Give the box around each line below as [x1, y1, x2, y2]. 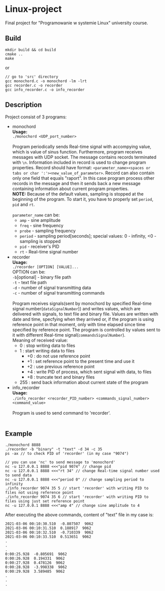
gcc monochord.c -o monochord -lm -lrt [5, 78, 87, 84]
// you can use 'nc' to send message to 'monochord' [5, 460, 116, 465]
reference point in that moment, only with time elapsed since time [12, 321, 145, 327]
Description [5, 100, 42, 109]
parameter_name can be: [12, 212, 60, 218]
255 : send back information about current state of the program [19, 379, 149, 385]
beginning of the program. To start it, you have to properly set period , [12, 196, 154, 202]
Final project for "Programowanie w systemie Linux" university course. [5, 20, 148, 26]
